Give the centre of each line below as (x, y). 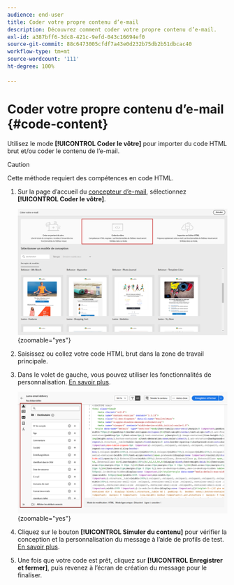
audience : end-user (36, 15)
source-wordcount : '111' (43, 59)
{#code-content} (58, 124)
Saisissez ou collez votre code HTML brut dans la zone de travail (111, 354)
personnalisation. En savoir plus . (64, 382)
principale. (32, 361)
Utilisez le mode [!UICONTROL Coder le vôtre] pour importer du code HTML (117, 143)
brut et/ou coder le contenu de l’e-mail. (64, 151)
